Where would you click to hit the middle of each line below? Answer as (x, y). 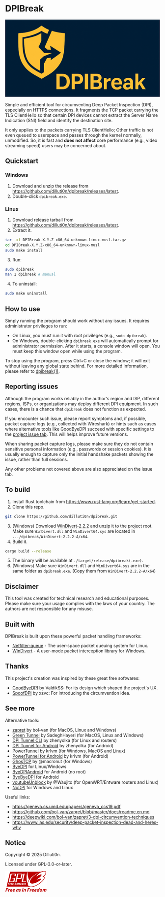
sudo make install (24, 250)
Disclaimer (22, 586)
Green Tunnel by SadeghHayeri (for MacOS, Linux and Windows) (78, 735)
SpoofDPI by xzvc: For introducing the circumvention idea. (71, 693)
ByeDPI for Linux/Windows (39, 767)
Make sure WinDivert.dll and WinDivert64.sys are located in (74, 531)
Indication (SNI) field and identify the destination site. (59, 120)
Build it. (20, 542)
